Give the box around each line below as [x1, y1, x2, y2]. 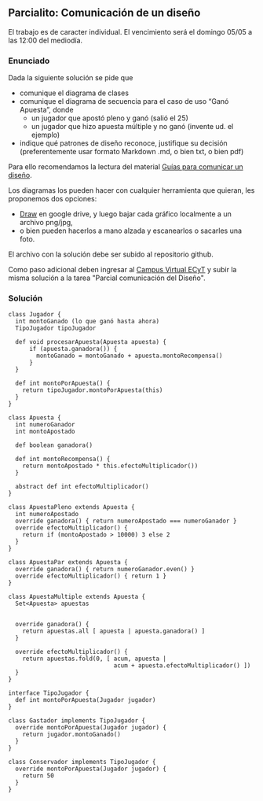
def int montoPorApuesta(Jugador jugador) [15, 696, 156, 704]
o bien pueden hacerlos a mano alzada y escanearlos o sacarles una [19, 226, 242, 235]
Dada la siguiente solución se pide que [8, 73, 133, 83]
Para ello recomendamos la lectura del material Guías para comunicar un [8, 162, 243, 172]
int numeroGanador [15, 421, 76, 429]
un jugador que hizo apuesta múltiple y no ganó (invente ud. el [31, 122, 234, 131]
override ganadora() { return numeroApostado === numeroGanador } [15, 517, 237, 526]
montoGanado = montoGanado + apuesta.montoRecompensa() [36, 352, 223, 360]
